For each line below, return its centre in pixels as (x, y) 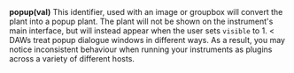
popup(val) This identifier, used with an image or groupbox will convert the (146, 12)
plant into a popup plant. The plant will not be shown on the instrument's (141, 22)
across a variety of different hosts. (72, 59)
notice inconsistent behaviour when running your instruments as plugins (141, 49)
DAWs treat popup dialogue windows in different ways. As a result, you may (147, 40)
